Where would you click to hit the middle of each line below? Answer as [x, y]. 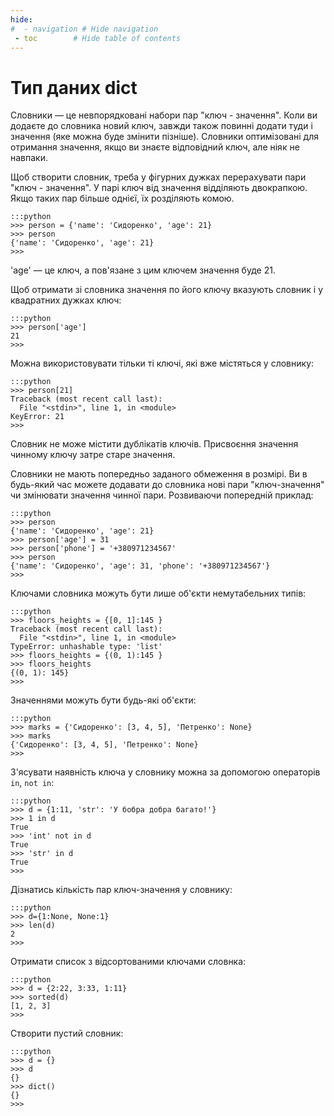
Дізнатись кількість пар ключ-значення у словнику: [121, 890]
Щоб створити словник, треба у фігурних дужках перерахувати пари [158, 177]
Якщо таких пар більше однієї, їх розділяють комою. [122, 198]
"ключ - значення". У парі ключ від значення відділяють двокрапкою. [159, 188]
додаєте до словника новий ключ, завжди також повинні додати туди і [161, 126]
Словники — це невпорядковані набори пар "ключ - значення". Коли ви [164, 115]
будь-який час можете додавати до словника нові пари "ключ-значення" [167, 485]
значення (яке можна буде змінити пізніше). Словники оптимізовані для [165, 137]
